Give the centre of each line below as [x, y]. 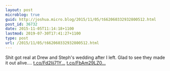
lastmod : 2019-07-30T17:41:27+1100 [43, 33]
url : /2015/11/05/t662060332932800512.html [52, 43]
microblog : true [22, 15]
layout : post [19, 10]
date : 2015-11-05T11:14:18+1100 [40, 29]
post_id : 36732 [21, 24]
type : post [17, 39]
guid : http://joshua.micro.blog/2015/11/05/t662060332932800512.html [81, 19]
